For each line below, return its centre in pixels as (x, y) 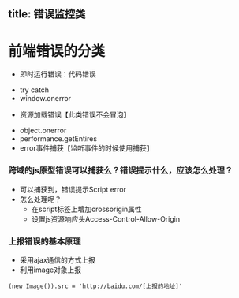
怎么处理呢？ (40, 199)
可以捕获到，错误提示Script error (73, 189)
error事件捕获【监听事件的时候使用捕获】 (86, 148)
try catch (34, 90)
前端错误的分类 (57, 51)
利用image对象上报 (50, 270)
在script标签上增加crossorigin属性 (86, 209)
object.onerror (43, 130)
